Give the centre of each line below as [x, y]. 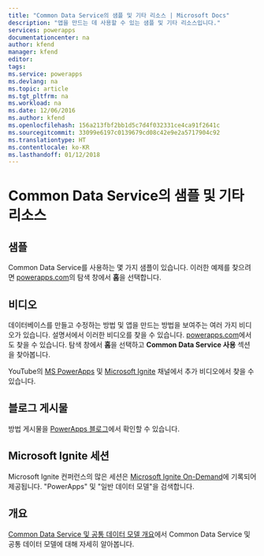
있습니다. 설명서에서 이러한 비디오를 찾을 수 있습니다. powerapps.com [131, 335]
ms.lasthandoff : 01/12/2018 [54, 154]
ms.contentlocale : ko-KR [49, 147]
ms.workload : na [35, 103]
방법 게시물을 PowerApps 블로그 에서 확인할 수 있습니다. [94, 428]
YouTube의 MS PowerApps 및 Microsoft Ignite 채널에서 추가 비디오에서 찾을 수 [131, 372]
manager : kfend [33, 52]
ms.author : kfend [37, 118]
